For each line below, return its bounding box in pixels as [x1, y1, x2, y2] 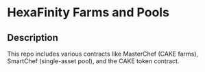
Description [7, 32, 58, 43]
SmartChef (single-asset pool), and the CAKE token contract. [7, 57, 180, 65]
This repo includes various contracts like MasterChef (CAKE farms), [7, 50, 199, 58]
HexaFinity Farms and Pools [7, 5, 170, 20]
